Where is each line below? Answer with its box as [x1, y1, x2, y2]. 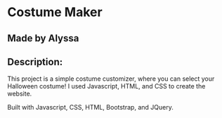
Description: [7, 55, 63, 67]
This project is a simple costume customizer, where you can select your [7, 74, 215, 83]
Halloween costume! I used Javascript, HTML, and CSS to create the [7, 82, 206, 91]
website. [7, 89, 32, 98]
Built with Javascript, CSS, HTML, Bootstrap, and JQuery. [7, 103, 174, 112]
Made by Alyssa [7, 32, 79, 44]
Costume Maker [7, 4, 103, 20]
